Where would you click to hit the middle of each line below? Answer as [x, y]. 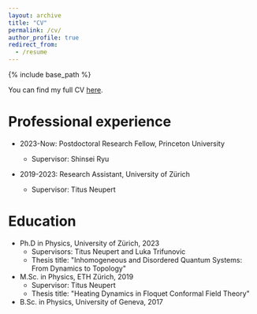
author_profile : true [44, 37]
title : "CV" [28, 23]
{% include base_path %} [50, 75]
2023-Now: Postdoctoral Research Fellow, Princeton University [122, 144]
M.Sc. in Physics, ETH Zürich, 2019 [76, 276]
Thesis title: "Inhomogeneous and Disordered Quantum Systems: [137, 260]
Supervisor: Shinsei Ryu [70, 159]
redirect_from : [33, 45]
